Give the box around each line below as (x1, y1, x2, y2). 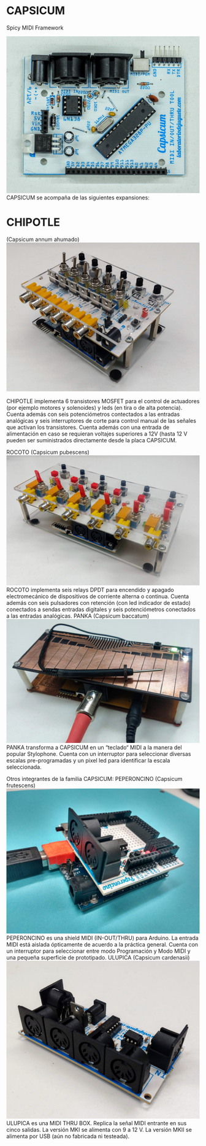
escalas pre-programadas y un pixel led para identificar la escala (6, 756, 170, 764)
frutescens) (6, 782, 36, 789)
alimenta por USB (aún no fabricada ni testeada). (6, 1133, 130, 1140)
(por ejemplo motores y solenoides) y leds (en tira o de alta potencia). (6, 404, 183, 412)
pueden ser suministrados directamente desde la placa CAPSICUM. (6, 437, 177, 444)
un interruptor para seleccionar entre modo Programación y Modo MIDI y (6, 947, 191, 955)
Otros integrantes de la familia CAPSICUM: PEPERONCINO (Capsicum (6, 775, 183, 782)
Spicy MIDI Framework (6, 24, 64, 31)
